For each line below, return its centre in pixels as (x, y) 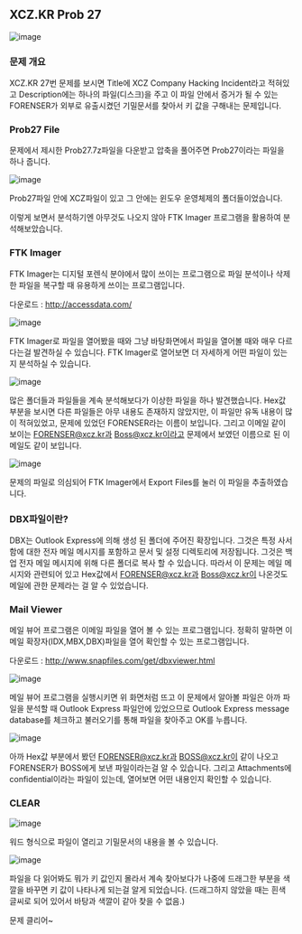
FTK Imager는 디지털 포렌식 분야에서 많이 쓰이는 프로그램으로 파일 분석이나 (142, 274)
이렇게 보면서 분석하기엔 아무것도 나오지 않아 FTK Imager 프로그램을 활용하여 (145, 218)
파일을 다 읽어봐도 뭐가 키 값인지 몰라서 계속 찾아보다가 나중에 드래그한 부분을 (145, 878)
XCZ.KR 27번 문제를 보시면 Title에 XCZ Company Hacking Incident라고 (137, 83)
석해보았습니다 (35, 229)
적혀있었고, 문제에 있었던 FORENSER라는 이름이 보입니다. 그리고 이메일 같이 (152, 423)
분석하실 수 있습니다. (55, 363)
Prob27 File (35, 130)
